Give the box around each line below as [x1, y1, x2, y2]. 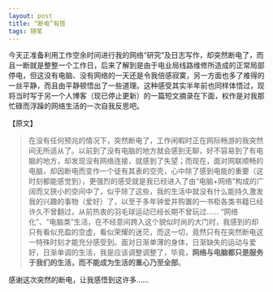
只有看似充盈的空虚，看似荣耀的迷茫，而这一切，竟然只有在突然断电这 [28, 227, 264, 237]
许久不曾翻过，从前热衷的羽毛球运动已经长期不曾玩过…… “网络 [28, 207, 239, 216]
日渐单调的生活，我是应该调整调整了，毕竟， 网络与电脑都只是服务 [42, 247, 264, 257]
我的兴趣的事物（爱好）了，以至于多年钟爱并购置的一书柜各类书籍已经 [28, 197, 264, 207]
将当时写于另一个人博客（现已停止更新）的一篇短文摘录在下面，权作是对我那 [8, 91, 265, 101]
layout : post [8, 11, 53, 20]
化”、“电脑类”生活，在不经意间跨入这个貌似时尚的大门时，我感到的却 [28, 217, 259, 227]
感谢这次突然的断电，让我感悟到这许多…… [8, 275, 149, 285]
